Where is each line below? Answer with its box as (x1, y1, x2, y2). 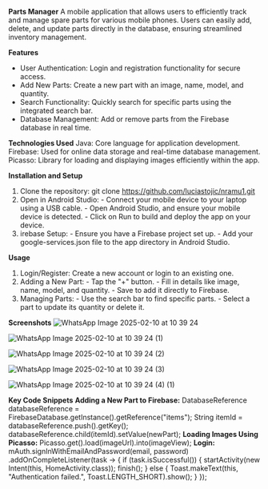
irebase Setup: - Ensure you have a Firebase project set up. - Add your (19, 229, 254, 238)
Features (8, 48, 38, 57)
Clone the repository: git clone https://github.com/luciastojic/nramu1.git (19, 186, 256, 195)
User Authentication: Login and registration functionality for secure (19, 63, 241, 73)
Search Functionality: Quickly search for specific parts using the (19, 98, 232, 106)
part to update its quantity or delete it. (19, 303, 146, 311)
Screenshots (8, 318, 52, 327)
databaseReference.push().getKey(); (8, 421, 129, 431)
